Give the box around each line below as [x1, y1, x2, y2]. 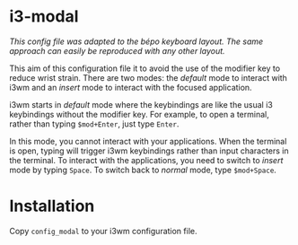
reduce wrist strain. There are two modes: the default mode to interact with [9, 72, 287, 83]
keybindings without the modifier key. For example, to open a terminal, [9, 109, 269, 119]
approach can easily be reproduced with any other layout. [9, 45, 226, 56]
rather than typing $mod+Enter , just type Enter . [9, 118, 180, 129]
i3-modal [9, 6, 79, 27]
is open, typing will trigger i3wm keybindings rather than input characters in [9, 145, 289, 156]
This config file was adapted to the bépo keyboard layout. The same [9, 36, 264, 47]
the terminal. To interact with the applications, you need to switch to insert [9, 154, 284, 165]
